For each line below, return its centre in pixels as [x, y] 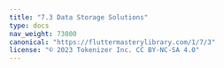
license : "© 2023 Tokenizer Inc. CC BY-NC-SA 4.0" [104, 50]
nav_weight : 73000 [43, 34]
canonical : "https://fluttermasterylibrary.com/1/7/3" [112, 42]
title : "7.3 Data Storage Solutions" [79, 17]
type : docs [29, 26]
